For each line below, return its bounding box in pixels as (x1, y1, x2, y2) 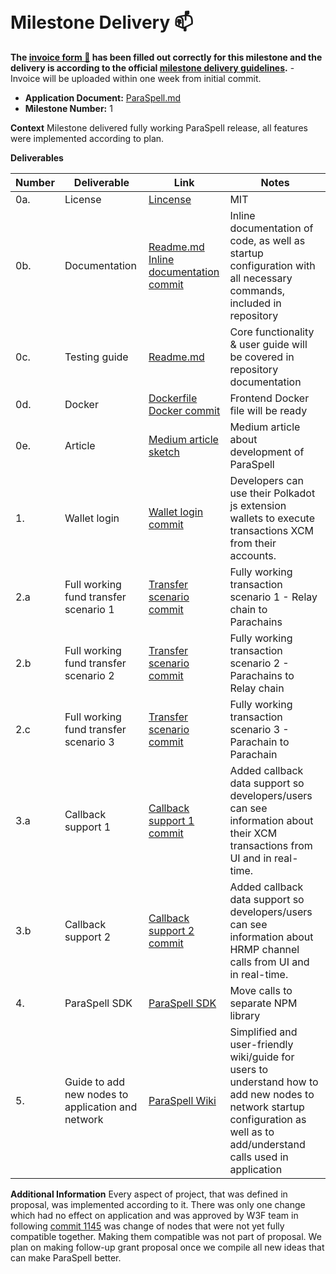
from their (229, 536, 277, 550)
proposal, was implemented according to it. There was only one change (10, 1198, 306, 1210)
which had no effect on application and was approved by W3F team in (10, 1209, 299, 1221)
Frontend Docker (229, 391, 310, 405)
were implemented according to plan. (10, 132, 165, 144)
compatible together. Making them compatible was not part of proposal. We (10, 1230, 322, 1242)
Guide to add (64, 1075, 126, 1089)
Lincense (148, 192, 192, 206)
